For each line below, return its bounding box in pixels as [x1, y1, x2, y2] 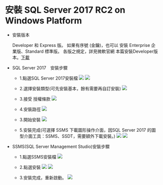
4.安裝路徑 [19, 106, 41, 112]
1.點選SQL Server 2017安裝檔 [19, 75, 78, 81]
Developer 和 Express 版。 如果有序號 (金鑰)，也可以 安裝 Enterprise [12, 42, 150, 48]
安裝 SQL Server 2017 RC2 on [5, 4, 126, 16]
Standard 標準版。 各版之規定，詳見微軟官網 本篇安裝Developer [25, 48, 154, 54]
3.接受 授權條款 [19, 96, 50, 102]
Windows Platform [5, 15, 82, 26]
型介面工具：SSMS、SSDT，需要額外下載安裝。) [19, 133, 116, 139]
